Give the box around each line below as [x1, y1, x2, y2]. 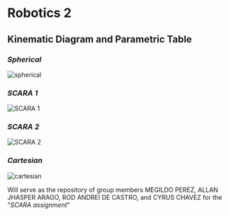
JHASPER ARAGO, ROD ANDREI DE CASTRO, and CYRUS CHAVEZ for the [7, 193, 223, 201]
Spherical [7, 55, 42, 64]
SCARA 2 [7, 122, 40, 132]
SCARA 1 [7, 88, 38, 98]
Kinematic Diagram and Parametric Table [7, 33, 193, 45]
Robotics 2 [7, 5, 72, 21]
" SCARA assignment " [7, 200, 71, 209]
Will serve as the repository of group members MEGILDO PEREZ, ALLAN [7, 186, 218, 194]
